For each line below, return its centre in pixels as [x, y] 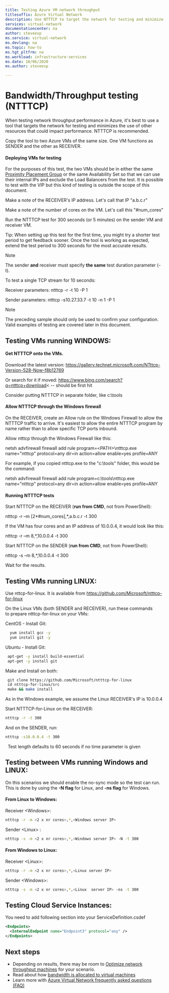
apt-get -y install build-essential [46, 656]
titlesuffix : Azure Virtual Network [44, 15]
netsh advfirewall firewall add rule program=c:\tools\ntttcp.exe [70, 479]
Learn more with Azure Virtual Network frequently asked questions [82, 980]
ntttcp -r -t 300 [23, 718]
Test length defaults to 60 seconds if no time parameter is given [74, 746]
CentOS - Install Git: [26, 623]
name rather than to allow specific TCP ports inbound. [61, 429]
